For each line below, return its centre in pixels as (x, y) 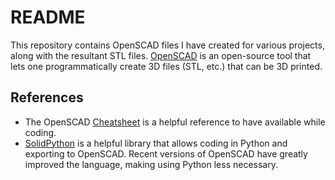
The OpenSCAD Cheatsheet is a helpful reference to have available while (175, 122)
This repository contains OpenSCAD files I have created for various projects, (167, 45)
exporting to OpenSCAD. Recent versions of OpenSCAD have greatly (166, 153)
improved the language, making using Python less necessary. (151, 164)
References (47, 97)
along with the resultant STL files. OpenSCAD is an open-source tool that (161, 55)
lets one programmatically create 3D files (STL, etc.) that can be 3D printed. (166, 66)
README (48, 17)
